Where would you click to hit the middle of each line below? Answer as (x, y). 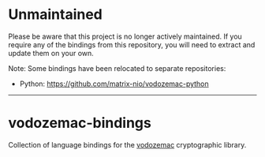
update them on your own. (51, 53)
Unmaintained (55, 15)
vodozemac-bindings (80, 123)
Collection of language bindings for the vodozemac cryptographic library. (127, 144)
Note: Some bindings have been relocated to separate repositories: (117, 68)
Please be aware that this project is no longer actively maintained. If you (125, 36)
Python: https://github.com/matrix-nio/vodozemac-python (114, 84)
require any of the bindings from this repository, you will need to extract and (132, 44)
